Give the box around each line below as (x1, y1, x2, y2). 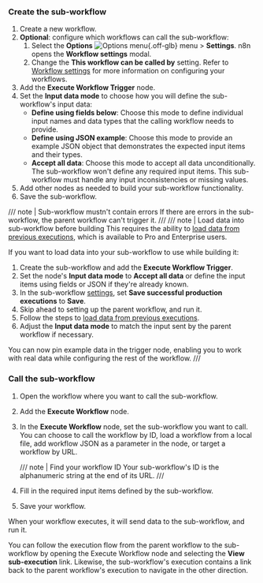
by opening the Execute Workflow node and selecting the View (39, 548, 246, 558)
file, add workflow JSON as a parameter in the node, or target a (19, 439, 226, 448)
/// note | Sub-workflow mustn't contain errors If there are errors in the (8, 207, 238, 217)
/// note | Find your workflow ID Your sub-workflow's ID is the (19, 462, 220, 472)
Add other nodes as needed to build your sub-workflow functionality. (19, 184, 244, 193)
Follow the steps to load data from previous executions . (19, 313, 200, 323)
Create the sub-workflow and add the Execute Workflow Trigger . (19, 263, 234, 272)
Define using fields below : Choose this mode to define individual (31, 108, 244, 118)
